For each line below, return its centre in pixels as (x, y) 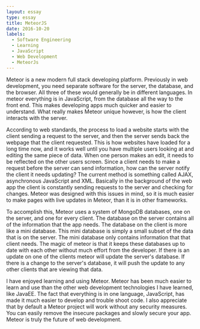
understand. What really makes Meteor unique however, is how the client (96, 111)
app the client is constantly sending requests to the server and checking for (100, 187)
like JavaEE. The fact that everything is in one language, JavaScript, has (95, 293)
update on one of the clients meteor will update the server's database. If (95, 256)
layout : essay (24, 12)
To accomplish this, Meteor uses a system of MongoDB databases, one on (98, 211)
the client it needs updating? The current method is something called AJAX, (100, 174)
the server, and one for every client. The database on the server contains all (100, 218)
